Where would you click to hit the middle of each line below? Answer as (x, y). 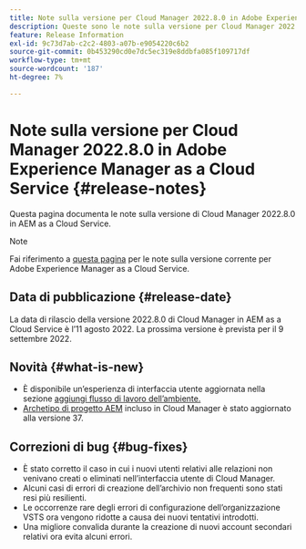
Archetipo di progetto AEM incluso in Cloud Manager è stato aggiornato (157, 409)
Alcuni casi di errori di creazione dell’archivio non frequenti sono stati (153, 488)
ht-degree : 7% (36, 78)
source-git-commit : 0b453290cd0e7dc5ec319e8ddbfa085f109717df (130, 52)
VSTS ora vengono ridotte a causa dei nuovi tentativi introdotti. (141, 517)
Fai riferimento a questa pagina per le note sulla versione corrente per (140, 259)
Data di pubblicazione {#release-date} (121, 297)
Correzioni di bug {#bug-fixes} (99, 446)
